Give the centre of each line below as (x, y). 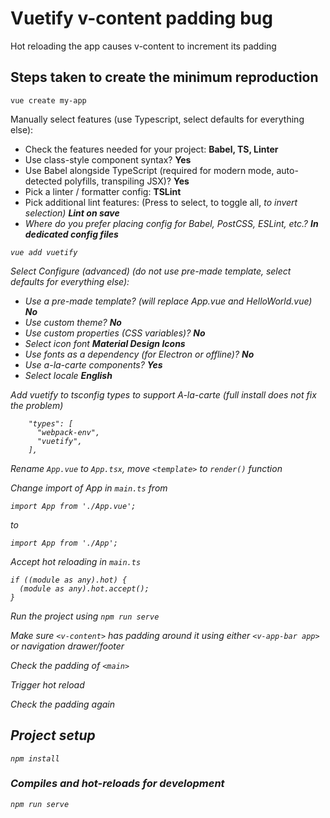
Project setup (53, 735)
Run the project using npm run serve (85, 616)
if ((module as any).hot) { (69, 580)
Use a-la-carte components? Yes (93, 364)
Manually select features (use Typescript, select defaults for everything (157, 119)
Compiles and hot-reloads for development (117, 784)
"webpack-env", (68, 432)
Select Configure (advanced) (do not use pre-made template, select (151, 271)
